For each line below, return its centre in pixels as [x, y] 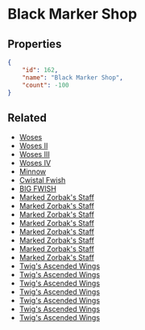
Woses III [34, 154]
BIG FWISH [38, 189]
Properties [35, 44]
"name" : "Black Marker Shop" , [73, 78]
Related [27, 118]
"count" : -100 [46, 85]
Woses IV [35, 163]
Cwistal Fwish [42, 180]
